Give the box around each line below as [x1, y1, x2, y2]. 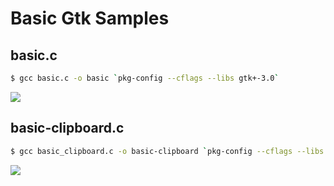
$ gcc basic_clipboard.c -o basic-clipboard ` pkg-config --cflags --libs [10, 146, 325, 156]
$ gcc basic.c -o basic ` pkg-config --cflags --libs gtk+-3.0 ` [10, 73, 280, 83]
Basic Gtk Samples [10, 7, 170, 30]
